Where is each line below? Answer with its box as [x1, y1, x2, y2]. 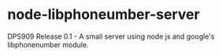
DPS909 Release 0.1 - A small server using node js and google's [7, 32, 215, 41]
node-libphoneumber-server [7, 6, 200, 24]
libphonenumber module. [7, 39, 89, 49]
